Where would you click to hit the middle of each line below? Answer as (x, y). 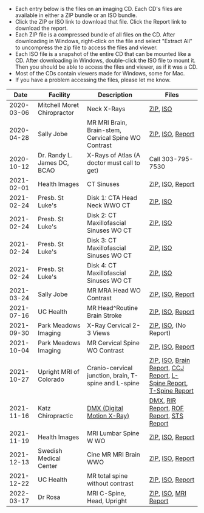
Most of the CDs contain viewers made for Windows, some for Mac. (100, 73)
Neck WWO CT (109, 205)
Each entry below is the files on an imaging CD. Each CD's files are (98, 9)
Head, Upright (107, 501)
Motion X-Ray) (108, 416)
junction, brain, (108, 375)
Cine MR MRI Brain (114, 454)
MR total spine (107, 476)
